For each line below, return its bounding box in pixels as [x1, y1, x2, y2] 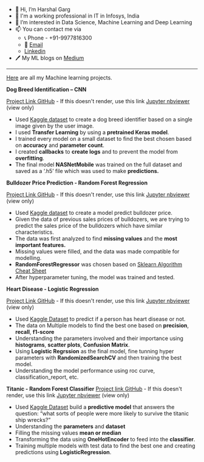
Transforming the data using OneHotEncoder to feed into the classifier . [15, 436, 195, 443]
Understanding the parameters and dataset [15, 423, 126, 430]
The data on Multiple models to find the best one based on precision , [15, 322, 189, 329]
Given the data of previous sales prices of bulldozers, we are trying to [15, 216, 190, 223]
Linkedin [24, 47, 46, 55]
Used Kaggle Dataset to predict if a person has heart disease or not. [15, 316, 186, 322]
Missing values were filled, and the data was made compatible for [15, 248, 180, 255]
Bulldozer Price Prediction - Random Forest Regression [6, 179, 148, 186]
